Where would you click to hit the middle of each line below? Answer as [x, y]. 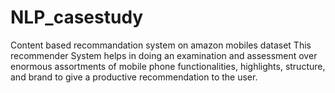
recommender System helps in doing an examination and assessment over [164, 55]
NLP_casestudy [77, 17]
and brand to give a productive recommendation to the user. [134, 77]
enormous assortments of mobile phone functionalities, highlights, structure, [168, 66]
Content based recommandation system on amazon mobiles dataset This [161, 45]
